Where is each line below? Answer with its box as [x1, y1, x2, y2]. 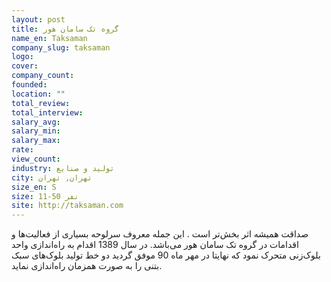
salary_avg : [11, 117, 61, 127]
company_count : [11, 71, 75, 81]
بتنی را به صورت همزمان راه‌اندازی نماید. [11, 260, 163, 272]
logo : [11, 52, 34, 62]
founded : [11, 80, 48, 90]
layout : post [11, 14, 66, 25]
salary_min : [11, 126, 61, 136]
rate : [11, 145, 34, 155]
